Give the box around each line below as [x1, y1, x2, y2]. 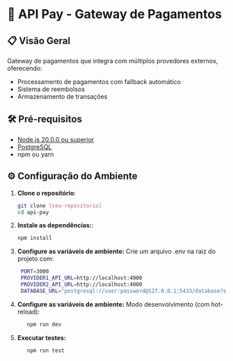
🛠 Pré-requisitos [7, 113, 82, 125]
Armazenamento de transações [17, 93, 108, 100]
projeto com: [17, 255, 54, 263]
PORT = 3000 [20, 268, 49, 275]
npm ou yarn [17, 150, 54, 159]
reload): [17, 307, 40, 316]
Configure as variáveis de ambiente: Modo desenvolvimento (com [17, 300, 210, 308]
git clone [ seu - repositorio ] [17, 202, 102, 209]
